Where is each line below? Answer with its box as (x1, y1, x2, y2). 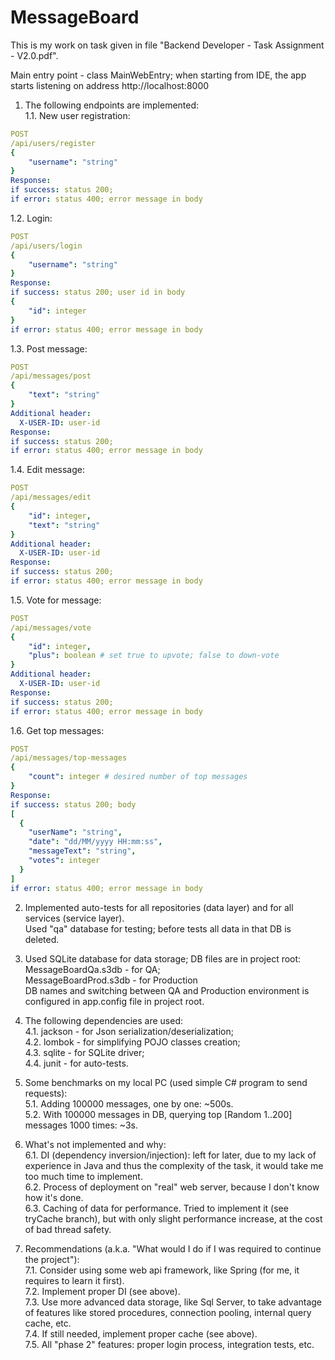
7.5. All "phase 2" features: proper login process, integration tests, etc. (24, 1338, 315, 1350)
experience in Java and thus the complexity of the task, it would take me (24, 1159, 324, 1171)
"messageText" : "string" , (28, 846, 137, 856)
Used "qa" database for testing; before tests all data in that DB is (24, 922, 292, 935)
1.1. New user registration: (24, 109, 131, 121)
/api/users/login (10, 241, 83, 251)
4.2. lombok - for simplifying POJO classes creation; (24, 1036, 241, 1048)
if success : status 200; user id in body (10, 287, 186, 298)
